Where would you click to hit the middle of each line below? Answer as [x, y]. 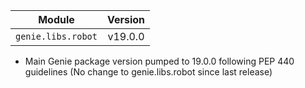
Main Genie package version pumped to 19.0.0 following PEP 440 [159, 61]
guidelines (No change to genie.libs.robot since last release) [148, 72]
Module [56, 19]
